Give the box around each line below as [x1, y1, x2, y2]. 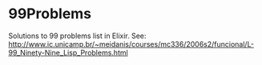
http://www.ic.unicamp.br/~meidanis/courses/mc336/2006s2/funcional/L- [8, 39, 255, 48]
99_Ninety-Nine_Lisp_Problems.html [8, 48, 128, 57]
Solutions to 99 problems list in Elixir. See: [8, 31, 147, 40]
